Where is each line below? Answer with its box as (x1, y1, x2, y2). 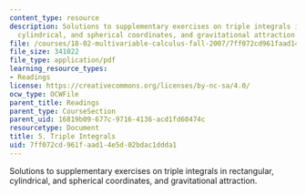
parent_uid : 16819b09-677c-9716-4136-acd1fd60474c (9, 115, 206, 124)
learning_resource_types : (9, 65, 107, 74)
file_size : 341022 (9, 47, 79, 56)
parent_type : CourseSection (9, 107, 117, 116)
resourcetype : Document (9, 124, 100, 133)
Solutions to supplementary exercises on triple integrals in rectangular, (9, 165, 275, 176)
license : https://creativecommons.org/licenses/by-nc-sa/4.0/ (9, 81, 250, 90)
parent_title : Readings (9, 97, 100, 108)
